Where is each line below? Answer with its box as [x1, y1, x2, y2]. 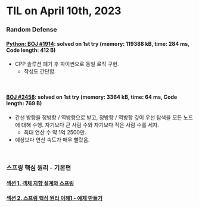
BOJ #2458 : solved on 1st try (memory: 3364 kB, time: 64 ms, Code [6, 93, 178, 101]
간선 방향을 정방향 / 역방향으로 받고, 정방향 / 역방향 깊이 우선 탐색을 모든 [14, 114, 182, 121]
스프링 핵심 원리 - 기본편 [6, 164, 71, 172]
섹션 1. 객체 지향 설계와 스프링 [6, 180, 74, 187]
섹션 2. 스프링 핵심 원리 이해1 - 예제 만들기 [6, 195, 103, 202]
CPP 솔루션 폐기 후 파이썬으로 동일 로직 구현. [14, 61, 119, 68]
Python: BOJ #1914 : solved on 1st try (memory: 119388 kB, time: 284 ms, [6, 40, 189, 47]
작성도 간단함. [23, 68, 56, 75]
